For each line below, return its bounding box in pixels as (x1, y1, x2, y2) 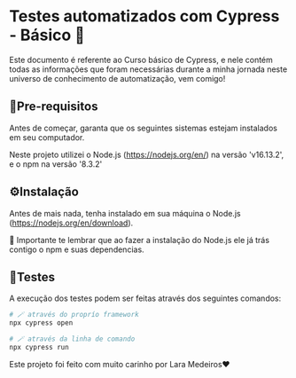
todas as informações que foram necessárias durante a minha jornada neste (9, 64, 288, 75)
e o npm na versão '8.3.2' (9, 158, 103, 169)
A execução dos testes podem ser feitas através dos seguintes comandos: (9, 293, 282, 303)
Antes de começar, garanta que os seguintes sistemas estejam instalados (9, 122, 277, 133)
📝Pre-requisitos (9, 99, 98, 114)
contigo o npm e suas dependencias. (9, 244, 144, 255)
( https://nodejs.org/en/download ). (9, 217, 134, 228)
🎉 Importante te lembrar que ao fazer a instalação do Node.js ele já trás (9, 234, 270, 245)
